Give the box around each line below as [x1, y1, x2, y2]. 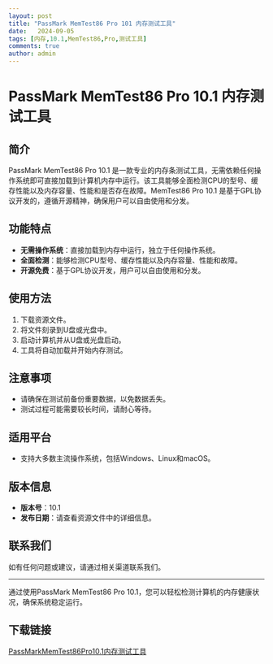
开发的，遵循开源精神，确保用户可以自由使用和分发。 [15, 196, 193, 206]
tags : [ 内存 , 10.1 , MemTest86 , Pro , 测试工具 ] [8, 34, 147, 43]
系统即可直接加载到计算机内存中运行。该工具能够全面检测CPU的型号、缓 [15, 176, 258, 185]
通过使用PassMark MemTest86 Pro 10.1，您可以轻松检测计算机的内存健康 [8, 587, 253, 597]
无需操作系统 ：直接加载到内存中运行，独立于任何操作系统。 [19, 245, 220, 254]
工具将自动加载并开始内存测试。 [19, 345, 128, 354]
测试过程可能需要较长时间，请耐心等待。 [19, 404, 156, 414]
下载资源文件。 [19, 315, 71, 324]
